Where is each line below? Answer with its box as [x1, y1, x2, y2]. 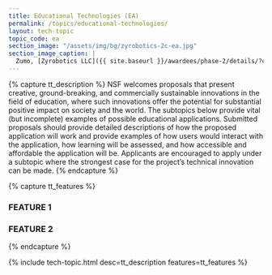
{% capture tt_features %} [8, 181, 96, 191]
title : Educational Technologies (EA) [8, 11, 139, 20]
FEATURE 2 [8, 223, 54, 234]
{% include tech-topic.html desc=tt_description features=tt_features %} [8, 257, 249, 268]
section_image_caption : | [8, 49, 96, 58]
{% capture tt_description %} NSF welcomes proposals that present [8, 79, 235, 89]
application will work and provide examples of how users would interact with [8, 131, 264, 140]
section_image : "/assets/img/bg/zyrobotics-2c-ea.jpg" [8, 42, 198, 50]
